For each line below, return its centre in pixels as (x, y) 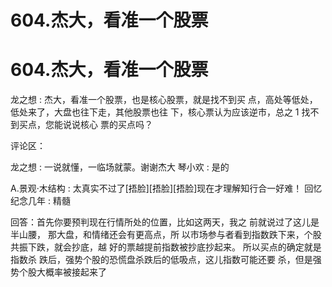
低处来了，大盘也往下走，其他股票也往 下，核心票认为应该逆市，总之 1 (155, 112)
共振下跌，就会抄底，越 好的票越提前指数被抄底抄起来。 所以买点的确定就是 (166, 247)
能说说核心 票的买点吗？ (103, 125)
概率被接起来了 (75, 272)
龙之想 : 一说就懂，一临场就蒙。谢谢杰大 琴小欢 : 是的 (120, 167)
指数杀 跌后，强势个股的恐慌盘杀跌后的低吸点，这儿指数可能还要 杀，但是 (161, 260)
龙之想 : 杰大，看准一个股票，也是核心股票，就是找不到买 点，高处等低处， (164, 100)
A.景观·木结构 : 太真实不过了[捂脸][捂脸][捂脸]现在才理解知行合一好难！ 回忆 (166, 188)
